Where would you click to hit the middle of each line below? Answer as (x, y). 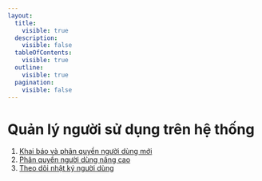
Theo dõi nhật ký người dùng (66, 168)
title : (26, 23)
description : (36, 38)
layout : (20, 16)
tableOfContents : (44, 53)
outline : (29, 68)
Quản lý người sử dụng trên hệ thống (131, 129)
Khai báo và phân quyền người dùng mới (85, 151)
